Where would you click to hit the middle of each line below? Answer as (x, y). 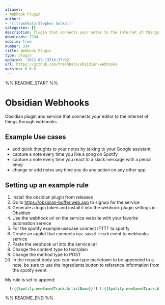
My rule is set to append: (30, 279)
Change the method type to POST (46, 254)
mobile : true (18, 42)
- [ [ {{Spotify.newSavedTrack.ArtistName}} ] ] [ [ (55, 289)
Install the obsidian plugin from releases (53, 197)
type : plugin (18, 55)
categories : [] (21, 28)
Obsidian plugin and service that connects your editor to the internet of (77, 116)
